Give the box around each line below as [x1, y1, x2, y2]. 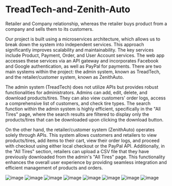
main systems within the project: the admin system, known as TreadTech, [5, 68, 161, 75]
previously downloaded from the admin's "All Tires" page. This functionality [5, 154, 165, 160]
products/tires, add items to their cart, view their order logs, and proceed [5, 137, 160, 143]
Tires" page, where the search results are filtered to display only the [5, 111, 149, 117]
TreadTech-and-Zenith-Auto [5, 4, 130, 15]
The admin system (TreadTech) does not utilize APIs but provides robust [5, 84, 159, 90]
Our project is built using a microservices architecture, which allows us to [5, 36, 161, 42]
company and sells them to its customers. [5, 26, 94, 32]
